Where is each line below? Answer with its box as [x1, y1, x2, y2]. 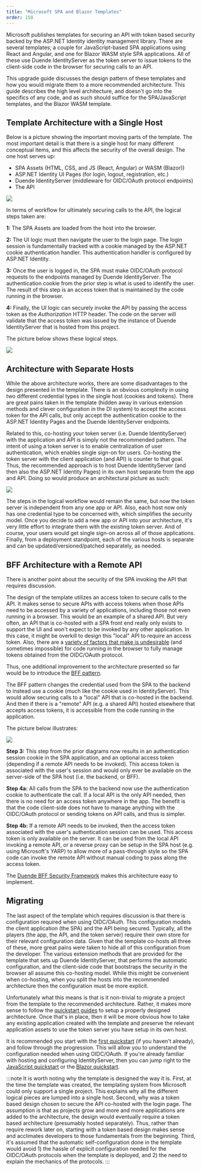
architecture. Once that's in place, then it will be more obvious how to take [6, 1013, 190, 1020]
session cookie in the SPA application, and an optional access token [6, 753, 174, 761]
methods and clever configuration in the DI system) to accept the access [6, 406, 186, 413]
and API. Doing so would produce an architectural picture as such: [6, 475, 170, 482]
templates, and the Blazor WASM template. [6, 100, 112, 107]
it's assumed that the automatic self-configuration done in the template [6, 1139, 182, 1146]
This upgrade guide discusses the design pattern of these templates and [6, 75, 186, 82]
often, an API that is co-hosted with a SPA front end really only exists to [6, 619, 183, 626]
